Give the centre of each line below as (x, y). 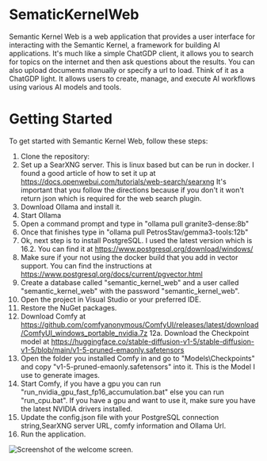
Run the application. (53, 434)
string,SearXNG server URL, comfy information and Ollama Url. (123, 425)
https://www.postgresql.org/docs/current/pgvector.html (111, 274)
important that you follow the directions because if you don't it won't (132, 190)
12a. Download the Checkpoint (199, 333)
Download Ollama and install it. (71, 207)
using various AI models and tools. (65, 87)
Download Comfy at (53, 316)
